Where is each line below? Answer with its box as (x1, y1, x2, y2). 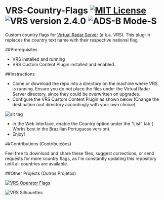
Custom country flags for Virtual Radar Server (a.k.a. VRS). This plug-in (5, 32, 151, 38)
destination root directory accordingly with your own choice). (12, 101, 137, 107)
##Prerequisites (5, 46, 38, 52)
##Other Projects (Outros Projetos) (5, 170, 77, 176)
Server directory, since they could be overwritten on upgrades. (12, 91, 141, 97)
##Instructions (5, 71, 35, 77)
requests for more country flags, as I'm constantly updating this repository (5, 156, 157, 161)
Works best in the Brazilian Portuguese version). (12, 126, 111, 132)
